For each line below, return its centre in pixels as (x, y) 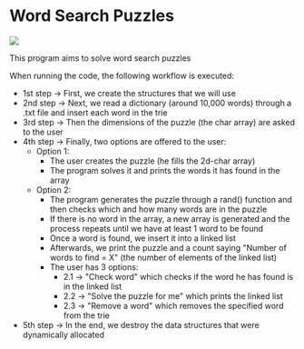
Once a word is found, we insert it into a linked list (142, 238)
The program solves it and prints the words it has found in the (165, 170)
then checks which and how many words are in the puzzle (158, 209)
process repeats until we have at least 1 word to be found (157, 228)
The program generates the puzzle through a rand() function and (171, 199)
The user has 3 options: (94, 267)
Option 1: (53, 151)
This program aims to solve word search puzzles (100, 58)
